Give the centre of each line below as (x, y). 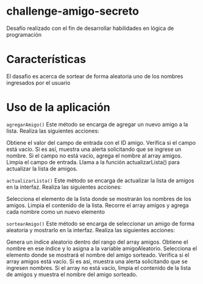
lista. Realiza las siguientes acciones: (53, 131)
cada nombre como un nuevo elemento (56, 211)
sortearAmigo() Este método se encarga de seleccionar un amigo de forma (101, 224)
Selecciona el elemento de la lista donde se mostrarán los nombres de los (99, 198)
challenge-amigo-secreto (73, 11)
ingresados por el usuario (38, 82)
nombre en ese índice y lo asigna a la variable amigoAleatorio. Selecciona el (101, 248)
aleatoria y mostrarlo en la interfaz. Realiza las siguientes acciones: (91, 230)
